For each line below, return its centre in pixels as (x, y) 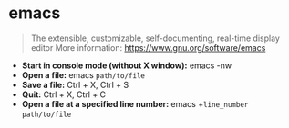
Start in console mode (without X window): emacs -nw (127, 65)
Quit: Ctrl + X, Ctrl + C (64, 94)
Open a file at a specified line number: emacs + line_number (135, 103)
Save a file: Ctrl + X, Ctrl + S (75, 84)
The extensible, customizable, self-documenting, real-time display (155, 38)
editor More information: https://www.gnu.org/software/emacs (148, 47)
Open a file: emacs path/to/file (83, 74)
